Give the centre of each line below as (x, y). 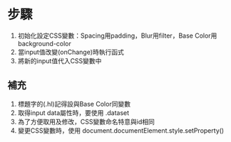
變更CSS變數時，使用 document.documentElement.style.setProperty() (121, 130)
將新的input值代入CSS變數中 (60, 60)
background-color (44, 43)
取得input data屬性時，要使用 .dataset (73, 113)
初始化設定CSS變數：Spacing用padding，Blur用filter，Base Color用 (117, 35)
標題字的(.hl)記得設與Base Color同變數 (74, 104)
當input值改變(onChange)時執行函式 (71, 52)
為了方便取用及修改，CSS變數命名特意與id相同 (86, 121)
